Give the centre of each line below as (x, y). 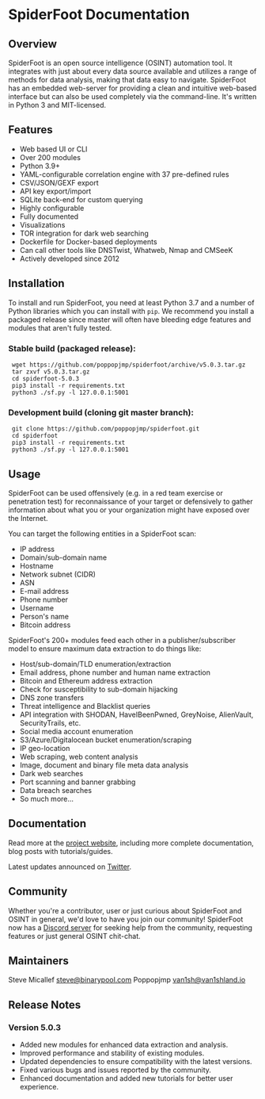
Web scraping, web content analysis (79, 757)
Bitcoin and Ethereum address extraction (86, 681)
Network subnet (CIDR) (58, 574)
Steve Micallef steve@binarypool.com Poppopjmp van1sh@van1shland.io (127, 980)
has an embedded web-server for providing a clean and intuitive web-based (132, 88)
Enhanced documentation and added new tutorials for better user (126, 1078)
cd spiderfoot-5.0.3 (45, 378)
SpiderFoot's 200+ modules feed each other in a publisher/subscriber (122, 641)
